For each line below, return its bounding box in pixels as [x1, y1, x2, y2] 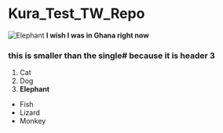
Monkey [19, 117, 46, 126]
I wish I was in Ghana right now [46, 31, 149, 40]
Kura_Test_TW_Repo [8, 5, 145, 23]
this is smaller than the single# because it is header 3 [8, 50, 216, 61]
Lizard [19, 108, 41, 117]
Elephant [19, 84, 49, 94]
